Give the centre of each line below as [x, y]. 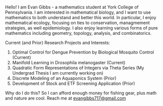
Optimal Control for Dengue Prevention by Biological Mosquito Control [83, 52]
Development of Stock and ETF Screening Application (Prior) [73, 83]
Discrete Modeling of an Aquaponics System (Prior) [64, 78]
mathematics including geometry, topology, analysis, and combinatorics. [78, 33]
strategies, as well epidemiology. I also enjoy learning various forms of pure [81, 28]
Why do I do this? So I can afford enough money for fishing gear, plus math [81, 93]
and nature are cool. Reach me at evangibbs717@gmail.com [66, 98]
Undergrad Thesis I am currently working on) [58, 73]
